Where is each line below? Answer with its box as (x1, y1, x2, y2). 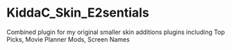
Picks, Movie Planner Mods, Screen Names (6, 35, 130, 43)
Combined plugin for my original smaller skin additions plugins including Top (6, 28, 225, 36)
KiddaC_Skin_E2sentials (6, 5, 150, 21)
